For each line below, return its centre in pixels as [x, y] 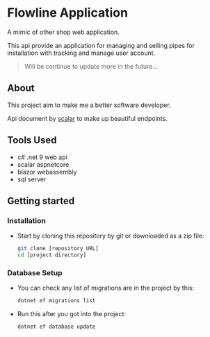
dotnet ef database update [56, 327]
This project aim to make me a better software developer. [89, 105]
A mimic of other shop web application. [63, 32]
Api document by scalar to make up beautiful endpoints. [88, 118]
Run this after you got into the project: [72, 314]
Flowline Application [68, 13]
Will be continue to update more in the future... [91, 66]
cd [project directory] [52, 255]
